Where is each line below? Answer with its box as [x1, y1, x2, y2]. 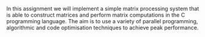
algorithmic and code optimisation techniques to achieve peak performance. [6, 24, 199, 31]
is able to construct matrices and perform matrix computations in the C [6, 11, 185, 18]
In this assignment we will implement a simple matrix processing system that [6, 5, 199, 12]
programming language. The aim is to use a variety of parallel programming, [6, 18, 198, 24]
